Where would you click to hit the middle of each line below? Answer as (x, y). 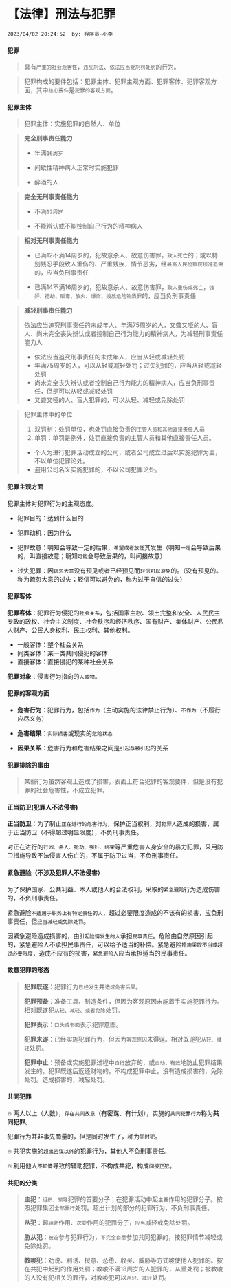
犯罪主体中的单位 (48, 414)
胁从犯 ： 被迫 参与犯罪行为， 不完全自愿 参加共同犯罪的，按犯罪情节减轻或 (123, 1237)
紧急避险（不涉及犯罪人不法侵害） (55, 872)
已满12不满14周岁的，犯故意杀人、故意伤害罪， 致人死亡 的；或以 (123, 255)
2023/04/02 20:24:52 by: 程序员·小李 (60, 34)
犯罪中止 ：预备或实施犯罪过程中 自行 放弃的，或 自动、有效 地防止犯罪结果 (123, 1062)
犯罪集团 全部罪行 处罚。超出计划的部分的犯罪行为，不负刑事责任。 (122, 1208)
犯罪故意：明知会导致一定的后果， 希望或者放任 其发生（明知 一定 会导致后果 (119, 547)
